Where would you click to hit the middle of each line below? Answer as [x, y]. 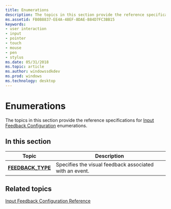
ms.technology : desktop [31, 81]
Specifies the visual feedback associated [105, 164]
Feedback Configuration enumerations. [46, 126]
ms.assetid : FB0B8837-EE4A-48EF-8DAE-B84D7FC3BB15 [60, 19]
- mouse [13, 48]
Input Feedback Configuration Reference [48, 201]
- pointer [16, 39]
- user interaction [26, 29]
